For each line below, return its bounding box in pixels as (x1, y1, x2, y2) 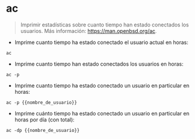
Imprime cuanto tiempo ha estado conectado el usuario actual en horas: (14, 39, 189, 46)
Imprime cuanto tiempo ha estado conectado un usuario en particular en (14, 82, 190, 89)
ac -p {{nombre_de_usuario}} (6, 99, 77, 106)
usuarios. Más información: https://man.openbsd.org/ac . (20, 27, 157, 34)
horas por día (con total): (14, 116, 75, 123)
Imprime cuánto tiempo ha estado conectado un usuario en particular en (14, 110, 190, 117)
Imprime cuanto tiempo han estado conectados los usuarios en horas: (14, 60, 184, 67)
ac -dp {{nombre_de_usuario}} (6, 127, 80, 133)
